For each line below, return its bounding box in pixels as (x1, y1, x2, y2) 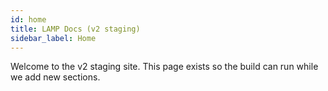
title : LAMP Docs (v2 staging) (10, 24, 141, 34)
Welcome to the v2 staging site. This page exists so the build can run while (10, 61, 319, 73)
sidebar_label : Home (10, 33, 97, 43)
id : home (10, 14, 47, 25)
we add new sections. (10, 71, 101, 83)
